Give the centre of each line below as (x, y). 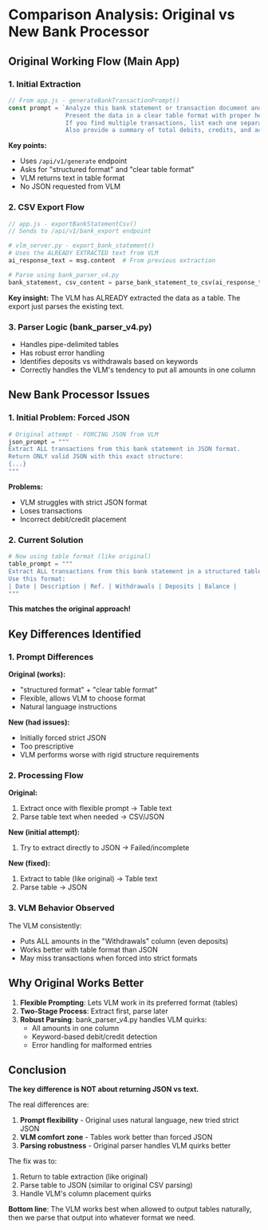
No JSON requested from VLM (70, 186)
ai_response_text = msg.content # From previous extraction (112, 261)
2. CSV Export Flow (47, 207)
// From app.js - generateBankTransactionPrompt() (94, 100)
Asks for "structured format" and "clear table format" (107, 170)
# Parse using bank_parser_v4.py (64, 275)
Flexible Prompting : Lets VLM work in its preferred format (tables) (129, 1002)
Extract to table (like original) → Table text (89, 879)
